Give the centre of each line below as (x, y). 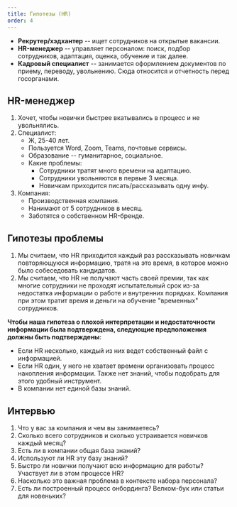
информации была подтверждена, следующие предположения (107, 329)
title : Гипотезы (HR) (39, 14)
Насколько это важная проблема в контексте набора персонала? (117, 481)
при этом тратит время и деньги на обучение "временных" (108, 301)
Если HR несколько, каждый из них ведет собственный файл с (113, 351)
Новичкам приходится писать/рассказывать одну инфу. (124, 186)
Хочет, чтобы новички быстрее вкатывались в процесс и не (109, 118)
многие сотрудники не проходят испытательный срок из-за (109, 285)
